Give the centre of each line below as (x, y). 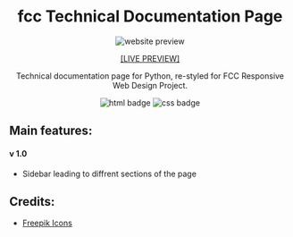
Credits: (32, 202)
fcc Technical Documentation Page (150, 17)
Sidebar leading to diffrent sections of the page (109, 174)
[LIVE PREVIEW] (150, 58)
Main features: (51, 131)
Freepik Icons (47, 223)
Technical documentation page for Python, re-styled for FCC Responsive (150, 76)
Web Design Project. (150, 85)
